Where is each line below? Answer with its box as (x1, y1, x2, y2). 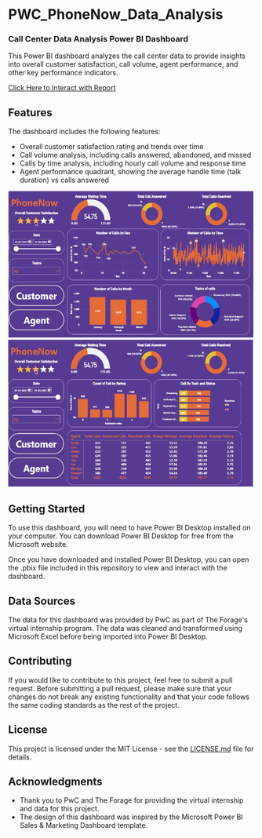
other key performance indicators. (8, 68, 119, 78)
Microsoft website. (8, 540, 68, 549)
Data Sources (8, 594, 76, 607)
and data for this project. (19, 804, 100, 814)
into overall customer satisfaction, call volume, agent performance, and (8, 60, 238, 69)
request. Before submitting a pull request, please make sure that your (8, 683, 232, 693)
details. (8, 752, 32, 762)
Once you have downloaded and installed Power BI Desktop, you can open (8, 555, 249, 564)
